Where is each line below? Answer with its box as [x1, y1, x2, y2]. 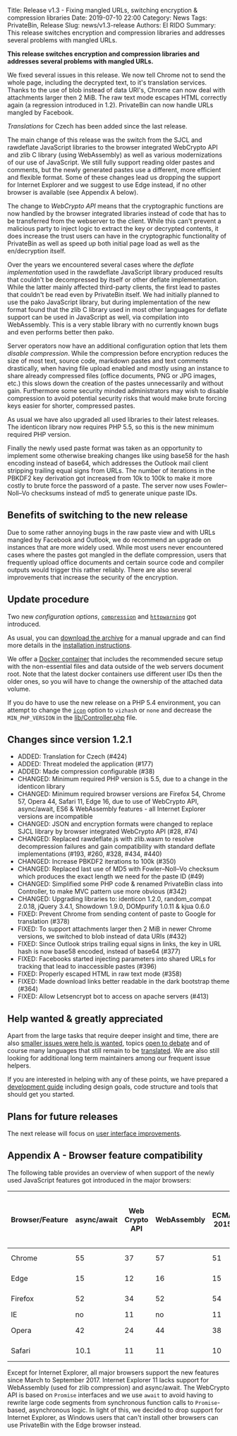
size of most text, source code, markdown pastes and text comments [7, 356, 209, 365]
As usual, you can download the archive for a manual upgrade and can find [7, 633, 226, 641]
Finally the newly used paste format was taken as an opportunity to [7, 444, 203, 452]
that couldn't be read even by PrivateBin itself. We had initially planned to [7, 291, 220, 298]
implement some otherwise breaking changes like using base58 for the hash [7, 452, 229, 459]
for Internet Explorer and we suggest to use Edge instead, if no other [7, 181, 207, 189]
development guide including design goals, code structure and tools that [7, 1082, 219, 1091]
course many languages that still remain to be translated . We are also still [7, 1046, 220, 1055]
